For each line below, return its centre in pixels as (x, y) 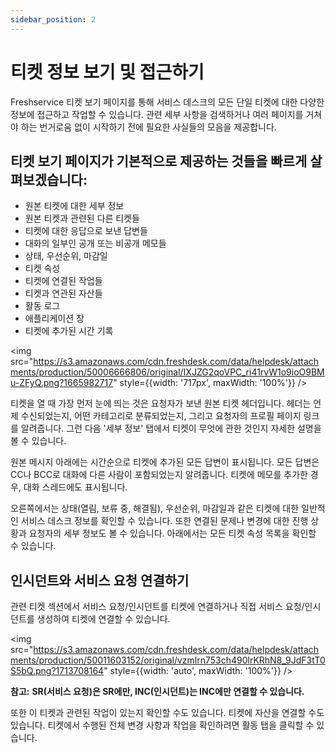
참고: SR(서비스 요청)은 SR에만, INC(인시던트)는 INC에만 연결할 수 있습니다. (157, 692)
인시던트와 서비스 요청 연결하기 (100, 580)
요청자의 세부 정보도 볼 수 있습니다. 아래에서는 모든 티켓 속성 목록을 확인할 (172, 533)
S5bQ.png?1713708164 (57, 671)
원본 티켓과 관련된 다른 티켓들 (82, 218)
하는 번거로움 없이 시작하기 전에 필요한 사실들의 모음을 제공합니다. (148, 127)
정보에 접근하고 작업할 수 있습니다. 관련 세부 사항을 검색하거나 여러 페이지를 (157, 114)
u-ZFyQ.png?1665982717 (62, 383)
